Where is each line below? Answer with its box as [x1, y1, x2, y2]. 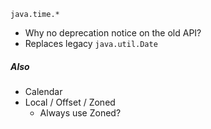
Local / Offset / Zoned [24, 96, 116, 108]
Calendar [24, 85, 63, 97]
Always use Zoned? [39, 106, 122, 119]
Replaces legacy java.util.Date [24, 38, 158, 49]
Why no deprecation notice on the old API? [24, 27, 202, 39]
